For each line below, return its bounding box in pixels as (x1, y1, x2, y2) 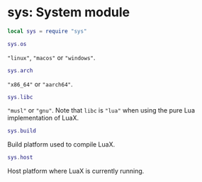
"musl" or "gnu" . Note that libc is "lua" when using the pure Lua (7, 106, 195, 115)
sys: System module (7, 4, 130, 21)
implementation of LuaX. (7, 114, 79, 123)
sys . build (7, 127, 37, 135)
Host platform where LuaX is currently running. (7, 167, 145, 176)
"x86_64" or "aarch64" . (7, 79, 73, 89)
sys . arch (7, 67, 33, 74)
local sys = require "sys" (7, 28, 87, 35)
